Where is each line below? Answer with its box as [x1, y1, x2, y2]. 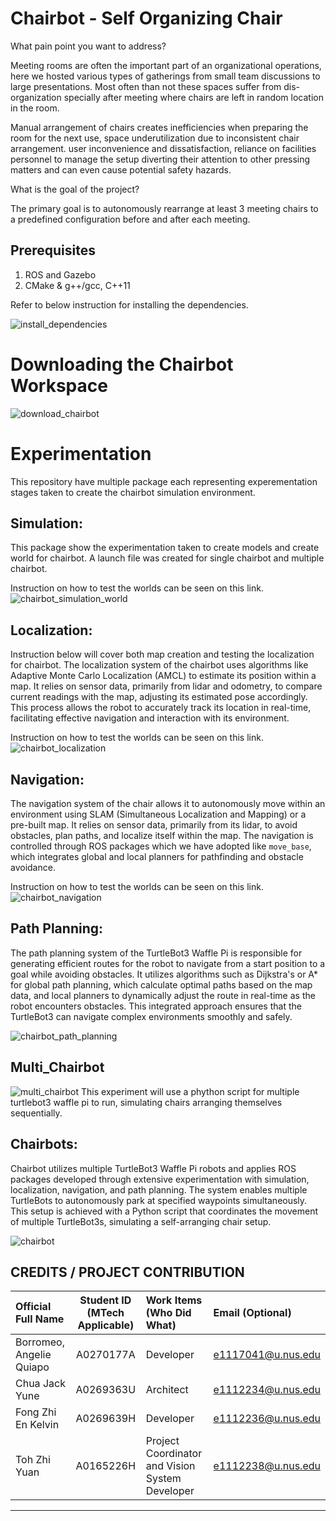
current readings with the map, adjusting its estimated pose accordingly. [10, 691, 308, 703]
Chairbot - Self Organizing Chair [10, 7, 283, 30]
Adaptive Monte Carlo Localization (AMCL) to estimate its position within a [10, 670, 317, 682]
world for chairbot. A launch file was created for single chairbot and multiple [10, 552, 325, 564]
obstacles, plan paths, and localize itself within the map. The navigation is [10, 830, 314, 842]
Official [15, 1300, 52, 1314]
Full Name [15, 1312, 65, 1326]
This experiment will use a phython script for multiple [81, 1085, 300, 1097]
